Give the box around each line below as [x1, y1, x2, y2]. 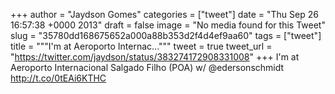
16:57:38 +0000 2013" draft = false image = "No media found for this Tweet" [10, 19, 326, 31]
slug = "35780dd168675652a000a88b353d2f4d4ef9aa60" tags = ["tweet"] [10, 30, 322, 41]
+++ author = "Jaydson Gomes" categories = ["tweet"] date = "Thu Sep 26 [10, 9, 319, 20]
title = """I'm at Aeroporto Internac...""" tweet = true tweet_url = [10, 40, 273, 52]
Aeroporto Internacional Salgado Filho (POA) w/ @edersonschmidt [10, 62, 285, 73]
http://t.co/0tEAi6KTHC [10, 72, 107, 84]
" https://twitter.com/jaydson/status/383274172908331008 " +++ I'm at [10, 51, 300, 63]
